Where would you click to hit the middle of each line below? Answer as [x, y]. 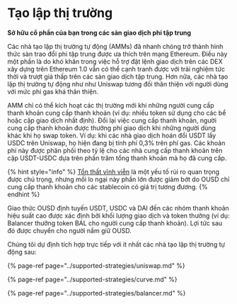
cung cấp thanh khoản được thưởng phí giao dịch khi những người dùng [111, 128]
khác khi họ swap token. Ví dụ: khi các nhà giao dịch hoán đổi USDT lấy [112, 135]
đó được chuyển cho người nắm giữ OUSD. [70, 230]
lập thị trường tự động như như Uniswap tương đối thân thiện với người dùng [118, 84]
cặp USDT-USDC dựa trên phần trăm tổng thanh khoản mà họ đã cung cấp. [117, 158]
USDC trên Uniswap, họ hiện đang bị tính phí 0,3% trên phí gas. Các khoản [116, 142]
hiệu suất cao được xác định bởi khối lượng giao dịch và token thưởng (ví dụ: [118, 215]
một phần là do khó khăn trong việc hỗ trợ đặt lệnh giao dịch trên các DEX [115, 61]
